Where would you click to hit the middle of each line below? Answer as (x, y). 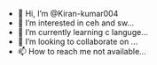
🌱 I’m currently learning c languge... (82, 32)
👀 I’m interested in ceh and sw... (76, 23)
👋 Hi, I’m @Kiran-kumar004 (68, 14)
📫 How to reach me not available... (82, 51)
